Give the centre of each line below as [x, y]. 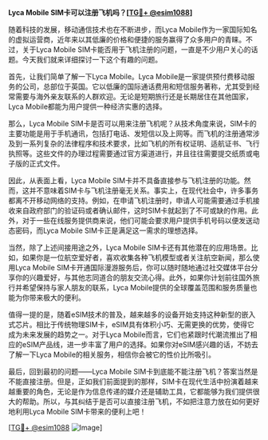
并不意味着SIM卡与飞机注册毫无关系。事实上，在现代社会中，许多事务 [144, 190]
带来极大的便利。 [57, 298]
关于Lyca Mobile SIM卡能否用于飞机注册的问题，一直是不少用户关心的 [136, 50]
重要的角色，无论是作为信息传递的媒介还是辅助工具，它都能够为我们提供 [134, 392]
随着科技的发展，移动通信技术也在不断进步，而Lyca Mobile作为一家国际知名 [133, 30]
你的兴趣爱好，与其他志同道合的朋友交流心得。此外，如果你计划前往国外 [134, 278]
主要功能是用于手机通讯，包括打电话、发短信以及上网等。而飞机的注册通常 [130, 134]
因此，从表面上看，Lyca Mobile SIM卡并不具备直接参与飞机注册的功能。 [126, 180]
